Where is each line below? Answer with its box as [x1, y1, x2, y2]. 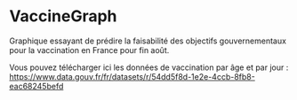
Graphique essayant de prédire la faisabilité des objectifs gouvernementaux [9, 35, 287, 46]
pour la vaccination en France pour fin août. [9, 44, 170, 55]
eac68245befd [9, 81, 64, 91]
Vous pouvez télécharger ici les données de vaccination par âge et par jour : [9, 62, 289, 73]
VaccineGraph [9, 6, 117, 27]
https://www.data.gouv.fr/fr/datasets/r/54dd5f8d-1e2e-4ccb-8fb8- [9, 71, 255, 81]
